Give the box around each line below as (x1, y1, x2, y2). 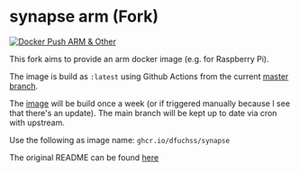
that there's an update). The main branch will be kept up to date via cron (9, 107, 277, 118)
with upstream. (9, 117, 65, 128)
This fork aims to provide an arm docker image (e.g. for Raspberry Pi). (9, 53, 269, 64)
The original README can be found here (9, 151, 159, 163)
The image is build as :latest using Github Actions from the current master (9, 70, 289, 82)
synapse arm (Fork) (9, 6, 159, 27)
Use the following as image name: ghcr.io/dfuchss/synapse (9, 134, 231, 145)
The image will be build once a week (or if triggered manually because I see (9, 97, 291, 109)
